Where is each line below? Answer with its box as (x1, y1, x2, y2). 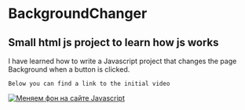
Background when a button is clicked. (8, 65, 130, 74)
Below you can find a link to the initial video (8, 80, 170, 87)
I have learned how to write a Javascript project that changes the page (8, 56, 237, 66)
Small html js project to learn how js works (8, 36, 219, 49)
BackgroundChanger (8, 5, 148, 23)
